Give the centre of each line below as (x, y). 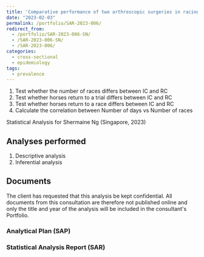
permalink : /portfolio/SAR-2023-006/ (54, 23)
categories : (21, 52)
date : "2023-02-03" (31, 18)
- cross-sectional (35, 57)
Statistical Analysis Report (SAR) (56, 247)
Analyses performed (46, 141)
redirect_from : (25, 29)
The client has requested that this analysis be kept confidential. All (89, 196)
